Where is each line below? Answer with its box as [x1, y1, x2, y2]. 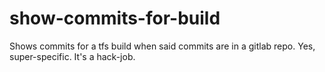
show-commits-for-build [9, 7, 221, 30]
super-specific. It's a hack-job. [9, 50, 136, 62]
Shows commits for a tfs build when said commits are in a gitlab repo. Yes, [9, 40, 316, 52]
